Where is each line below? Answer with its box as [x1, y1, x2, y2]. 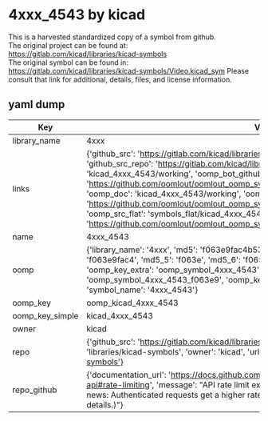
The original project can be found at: [8, 40, 128, 50]
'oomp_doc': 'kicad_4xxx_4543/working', [86, 188, 242, 199]
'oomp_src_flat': [86, 208, 146, 219]
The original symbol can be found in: [8, 58, 129, 67]
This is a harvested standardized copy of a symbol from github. [8, 32, 217, 42]
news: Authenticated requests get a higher [86, 389, 246, 400]
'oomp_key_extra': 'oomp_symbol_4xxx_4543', [86, 264, 262, 275]
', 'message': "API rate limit [149, 379, 250, 390]
